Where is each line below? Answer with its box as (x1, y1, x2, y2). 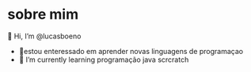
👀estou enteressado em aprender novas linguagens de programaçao (18, 46, 244, 56)
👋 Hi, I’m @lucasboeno (7, 31, 82, 41)
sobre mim (7, 5, 79, 23)
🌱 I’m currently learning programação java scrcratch (18, 55, 189, 64)
